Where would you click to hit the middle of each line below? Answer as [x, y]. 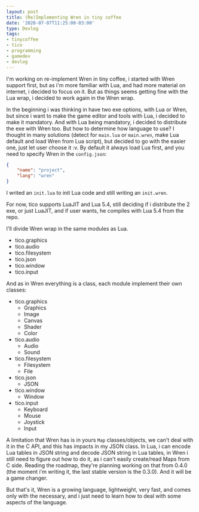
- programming [24, 51]
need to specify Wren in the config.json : [56, 154]
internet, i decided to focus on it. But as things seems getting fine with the [97, 91]
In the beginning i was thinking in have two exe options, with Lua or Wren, [97, 109]
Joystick [34, 422]
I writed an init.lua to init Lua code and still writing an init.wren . [87, 193]
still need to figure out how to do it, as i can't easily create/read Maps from [98, 459]
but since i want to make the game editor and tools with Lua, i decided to [96, 116]
